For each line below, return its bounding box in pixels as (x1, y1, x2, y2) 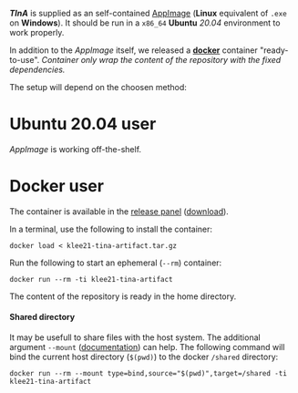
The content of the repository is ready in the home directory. (9, 291, 237, 302)
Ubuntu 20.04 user (9, 114, 157, 135)
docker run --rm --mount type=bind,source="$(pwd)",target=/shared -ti (9, 369, 287, 378)
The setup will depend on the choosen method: (9, 82, 187, 92)
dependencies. (9, 64, 66, 75)
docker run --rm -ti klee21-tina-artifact (9, 274, 173, 284)
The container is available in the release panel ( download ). (9, 205, 230, 217)
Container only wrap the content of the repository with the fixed (41, 55, 282, 65)
